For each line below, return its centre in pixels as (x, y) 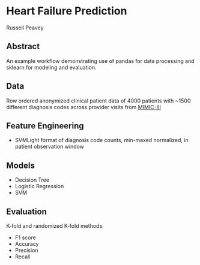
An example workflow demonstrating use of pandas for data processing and (100, 61)
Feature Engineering (45, 126)
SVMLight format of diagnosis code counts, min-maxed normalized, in (102, 140)
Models (20, 165)
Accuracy (27, 244)
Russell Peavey (25, 28)
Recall (23, 257)
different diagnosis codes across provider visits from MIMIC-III (83, 107)
